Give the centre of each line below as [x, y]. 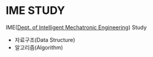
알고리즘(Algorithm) [39, 47]
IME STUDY [35, 11]
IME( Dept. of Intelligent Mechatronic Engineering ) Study [76, 27]
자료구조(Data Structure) [45, 39]
